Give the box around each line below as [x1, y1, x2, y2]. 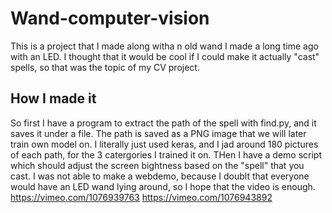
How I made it [10, 90, 97, 107]
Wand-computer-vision [10, 7, 210, 30]
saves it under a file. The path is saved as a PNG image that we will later [10, 127, 307, 139]
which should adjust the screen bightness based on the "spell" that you [10, 159, 305, 171]
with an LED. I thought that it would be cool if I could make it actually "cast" [10, 50, 320, 62]
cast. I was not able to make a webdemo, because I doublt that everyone [10, 170, 310, 182]
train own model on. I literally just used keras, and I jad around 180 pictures [10, 138, 319, 150]
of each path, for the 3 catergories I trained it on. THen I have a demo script [10, 148, 323, 161]
